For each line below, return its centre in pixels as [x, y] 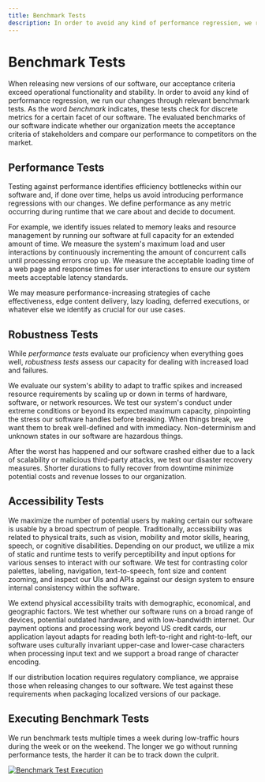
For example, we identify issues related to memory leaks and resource [122, 227]
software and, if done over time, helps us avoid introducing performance [126, 195]
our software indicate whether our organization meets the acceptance [122, 126]
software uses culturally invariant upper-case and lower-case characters [126, 644]
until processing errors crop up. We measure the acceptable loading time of [131, 261]
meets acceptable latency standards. [68, 278]
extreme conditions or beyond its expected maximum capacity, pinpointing [129, 411]
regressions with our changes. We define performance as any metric [120, 203]
